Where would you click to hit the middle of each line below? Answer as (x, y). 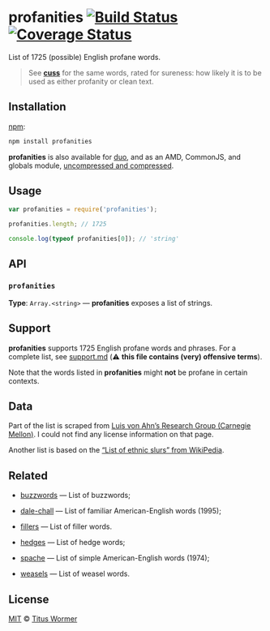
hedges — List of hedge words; (73, 543)
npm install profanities (50, 141)
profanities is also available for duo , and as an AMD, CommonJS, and (125, 157)
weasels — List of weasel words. (75, 574)
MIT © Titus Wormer (43, 619)
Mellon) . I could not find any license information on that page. (111, 435)
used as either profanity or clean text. (91, 81)
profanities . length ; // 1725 (58, 224)
